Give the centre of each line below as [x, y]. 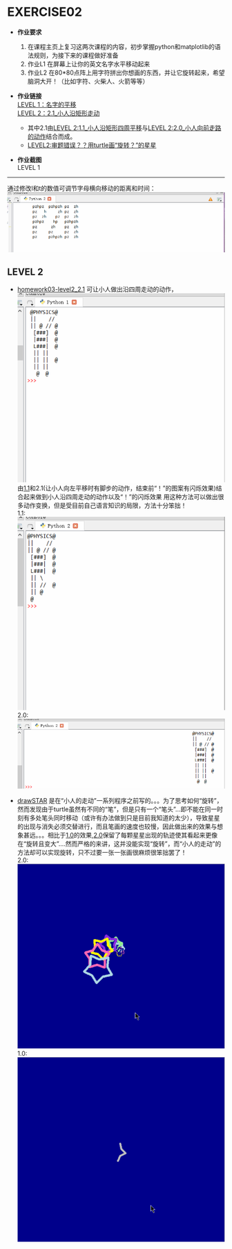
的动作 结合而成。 [52, 136]
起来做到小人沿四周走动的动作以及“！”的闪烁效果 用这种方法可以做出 [121, 497]
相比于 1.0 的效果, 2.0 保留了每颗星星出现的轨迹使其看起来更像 [133, 835]
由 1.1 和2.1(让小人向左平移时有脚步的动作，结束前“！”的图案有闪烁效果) [116, 488]
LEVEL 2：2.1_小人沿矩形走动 [58, 113]
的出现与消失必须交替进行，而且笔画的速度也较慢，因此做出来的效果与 [117, 826]
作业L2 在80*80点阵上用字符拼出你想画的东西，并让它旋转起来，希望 [126, 72]
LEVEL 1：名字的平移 [47, 104]
